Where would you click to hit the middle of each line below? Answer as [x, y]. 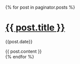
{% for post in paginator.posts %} [40, 7]
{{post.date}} [19, 41]
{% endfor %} [20, 56]
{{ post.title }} [35, 28]
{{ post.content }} [24, 51]
